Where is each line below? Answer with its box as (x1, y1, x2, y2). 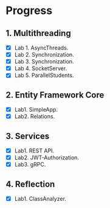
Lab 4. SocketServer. (14, 65, 67, 72)
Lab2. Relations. (14, 113, 55, 120)
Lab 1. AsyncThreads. (14, 44, 69, 51)
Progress (5, 4, 53, 18)
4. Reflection (5, 179, 55, 189)
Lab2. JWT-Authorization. (14, 154, 80, 162)
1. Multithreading (5, 28, 71, 38)
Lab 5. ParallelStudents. (14, 71, 74, 79)
